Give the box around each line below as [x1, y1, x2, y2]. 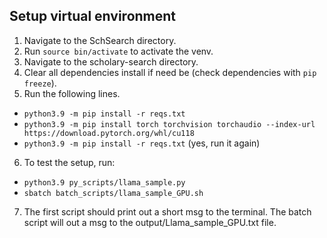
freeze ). [23, 77, 57, 89]
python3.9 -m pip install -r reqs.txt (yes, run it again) [23, 137, 261, 149]
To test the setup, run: [23, 156, 116, 168]
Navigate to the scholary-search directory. [23, 55, 199, 68]
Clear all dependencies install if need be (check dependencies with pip [23, 66, 317, 78]
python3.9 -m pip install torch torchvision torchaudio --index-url [23, 119, 316, 129]
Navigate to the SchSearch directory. [23, 34, 177, 46]
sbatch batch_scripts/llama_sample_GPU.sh [23, 188, 204, 198]
